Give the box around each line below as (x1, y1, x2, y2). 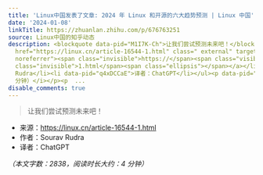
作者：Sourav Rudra (19, 133, 85, 142)
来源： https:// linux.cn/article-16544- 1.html (19, 123, 157, 133)
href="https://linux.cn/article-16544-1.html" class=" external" (15, 48, 233, 55)
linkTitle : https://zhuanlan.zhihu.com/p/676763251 (8, 26, 180, 34)
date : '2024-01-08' (8, 19, 72, 27)
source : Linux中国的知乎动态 (8, 33, 95, 41)
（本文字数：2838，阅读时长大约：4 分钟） (8, 159, 149, 169)
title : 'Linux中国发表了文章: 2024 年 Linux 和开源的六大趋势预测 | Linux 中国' (8, 11, 254, 20)
